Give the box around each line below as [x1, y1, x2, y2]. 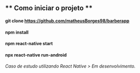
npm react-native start [5, 41, 53, 47]
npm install [5, 29, 29, 35]
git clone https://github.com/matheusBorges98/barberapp [5, 17, 130, 24]
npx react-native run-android [5, 52, 67, 58]
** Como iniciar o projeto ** [5, 4, 93, 12]
